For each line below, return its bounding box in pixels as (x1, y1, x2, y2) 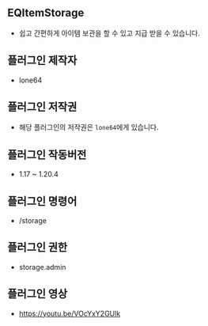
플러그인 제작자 (7, 54, 78, 67)
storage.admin (18, 262, 66, 271)
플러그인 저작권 (7, 100, 78, 114)
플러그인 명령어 (7, 194, 78, 208)
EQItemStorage (7, 6, 85, 20)
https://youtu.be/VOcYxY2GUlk (18, 309, 121, 318)
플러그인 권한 (7, 241, 68, 254)
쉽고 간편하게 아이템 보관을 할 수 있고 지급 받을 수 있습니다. (18, 28, 201, 38)
